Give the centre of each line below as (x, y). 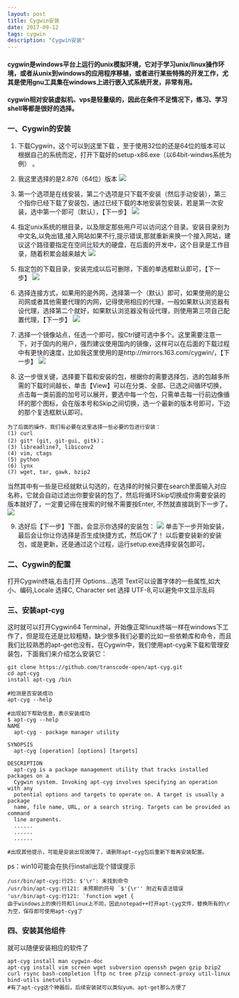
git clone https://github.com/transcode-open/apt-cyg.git (95, 667)
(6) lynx (20, 465)
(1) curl (20, 433)
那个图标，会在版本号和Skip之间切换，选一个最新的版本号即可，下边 (130, 403)
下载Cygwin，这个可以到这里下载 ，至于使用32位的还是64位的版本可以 (122, 145)
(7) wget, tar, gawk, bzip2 (49, 472)
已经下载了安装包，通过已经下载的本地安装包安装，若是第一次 (127, 202)
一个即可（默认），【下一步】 (89, 212)
